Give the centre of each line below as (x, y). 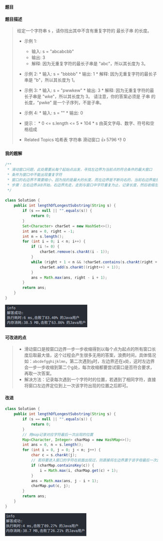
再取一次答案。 (39, 373)
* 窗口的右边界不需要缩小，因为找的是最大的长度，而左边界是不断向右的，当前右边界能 (81, 180)
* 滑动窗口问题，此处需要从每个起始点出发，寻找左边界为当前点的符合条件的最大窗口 (80, 170)
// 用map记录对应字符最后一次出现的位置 (58, 434)
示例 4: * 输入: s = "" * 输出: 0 (54, 113)
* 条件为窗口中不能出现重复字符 (34, 175)
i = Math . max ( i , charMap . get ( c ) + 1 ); (79, 470)
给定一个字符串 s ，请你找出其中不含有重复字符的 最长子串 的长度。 (84, 31)
